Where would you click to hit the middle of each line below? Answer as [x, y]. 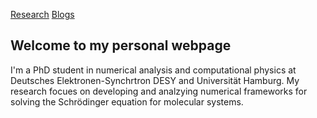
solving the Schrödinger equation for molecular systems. [127, 101]
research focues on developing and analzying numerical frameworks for [159, 91]
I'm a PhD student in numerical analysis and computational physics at [153, 70]
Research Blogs [42, 14]
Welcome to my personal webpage [121, 45]
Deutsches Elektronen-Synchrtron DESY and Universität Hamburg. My [155, 80]
